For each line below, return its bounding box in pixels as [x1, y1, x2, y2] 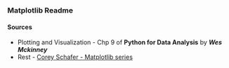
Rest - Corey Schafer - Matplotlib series [17, 53, 133, 61]
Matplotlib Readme [7, 6, 74, 15]
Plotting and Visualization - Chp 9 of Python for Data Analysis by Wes [17, 38, 223, 46]
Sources [7, 23, 33, 31]
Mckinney [17, 46, 48, 54]
